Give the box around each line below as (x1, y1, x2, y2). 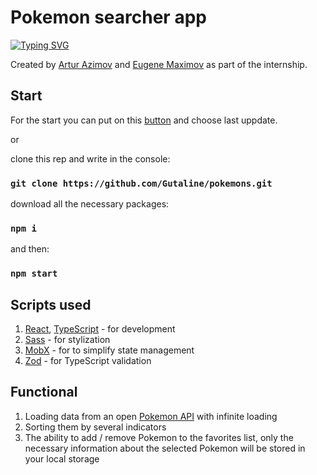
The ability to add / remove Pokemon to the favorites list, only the (24, 431, 294, 443)
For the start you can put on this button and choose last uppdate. (10, 114, 278, 126)
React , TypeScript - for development (24, 323, 176, 335)
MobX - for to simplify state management (24, 344, 195, 356)
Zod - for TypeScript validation (24, 355, 152, 367)
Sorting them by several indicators (24, 421, 167, 433)
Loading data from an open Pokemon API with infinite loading (24, 410, 278, 422)
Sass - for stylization (24, 334, 111, 346)
